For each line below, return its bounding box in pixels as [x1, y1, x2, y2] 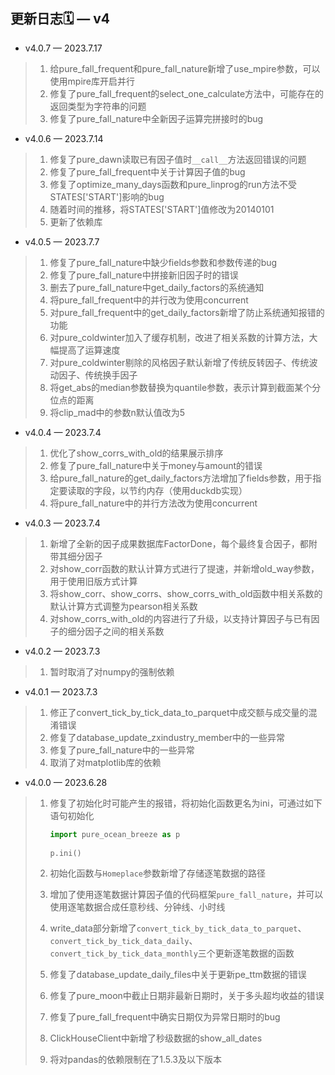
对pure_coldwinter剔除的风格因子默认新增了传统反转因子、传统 [49, 356, 310, 368]
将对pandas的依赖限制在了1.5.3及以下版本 [49, 1054, 223, 1066]
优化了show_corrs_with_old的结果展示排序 [49, 447, 224, 459]
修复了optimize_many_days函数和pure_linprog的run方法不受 [49, 178, 297, 190]
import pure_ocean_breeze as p [49, 829, 181, 839]
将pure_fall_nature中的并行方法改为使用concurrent [49, 497, 258, 509]
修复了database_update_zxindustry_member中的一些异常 [49, 731, 285, 743]
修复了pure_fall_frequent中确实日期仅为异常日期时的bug [49, 1011, 281, 1023]
